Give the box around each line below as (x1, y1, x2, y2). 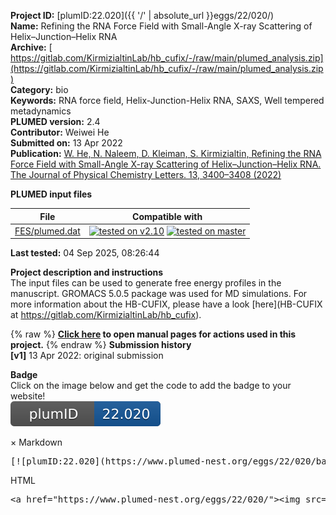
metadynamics (10, 105, 72, 117)
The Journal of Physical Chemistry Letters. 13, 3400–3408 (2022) (10, 169, 282, 180)
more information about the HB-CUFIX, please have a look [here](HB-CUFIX (10, 298, 323, 310)
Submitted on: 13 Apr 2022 (10, 137, 123, 149)
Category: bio (10, 84, 69, 95)
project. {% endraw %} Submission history (10, 339, 192, 351)
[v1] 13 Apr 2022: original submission (10, 350, 164, 362)
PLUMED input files (10, 188, 93, 200)
